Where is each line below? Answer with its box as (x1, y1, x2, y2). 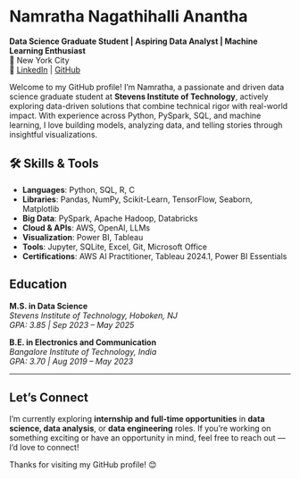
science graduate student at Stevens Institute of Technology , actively (9, 91, 269, 102)
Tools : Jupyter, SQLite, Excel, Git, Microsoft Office (21, 241, 208, 252)
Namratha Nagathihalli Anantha (9, 6, 248, 27)
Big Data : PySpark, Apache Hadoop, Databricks (21, 213, 198, 223)
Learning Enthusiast (9, 45, 87, 55)
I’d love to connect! (9, 442, 79, 453)
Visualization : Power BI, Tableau (21, 231, 144, 242)
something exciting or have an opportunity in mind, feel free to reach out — (9, 433, 286, 443)
